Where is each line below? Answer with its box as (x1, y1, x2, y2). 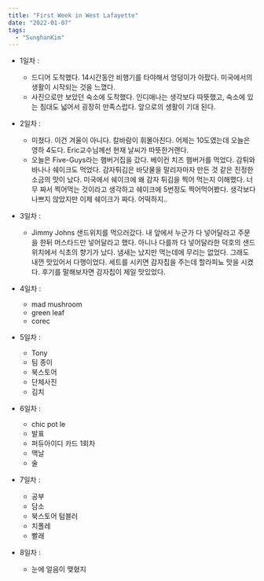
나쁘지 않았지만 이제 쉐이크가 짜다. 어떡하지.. (31, 194, 168, 204)
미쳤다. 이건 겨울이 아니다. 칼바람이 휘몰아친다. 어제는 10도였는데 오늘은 (31, 135, 251, 145)
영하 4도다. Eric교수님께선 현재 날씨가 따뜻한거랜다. (31, 145, 189, 155)
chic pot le (31, 420, 66, 429)
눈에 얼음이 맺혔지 (31, 564, 86, 574)
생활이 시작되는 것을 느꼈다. (31, 83, 115, 92)
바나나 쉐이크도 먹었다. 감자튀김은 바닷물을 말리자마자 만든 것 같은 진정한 (31, 165, 254, 175)
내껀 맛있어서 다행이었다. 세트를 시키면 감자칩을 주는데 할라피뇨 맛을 (31, 257, 240, 267)
